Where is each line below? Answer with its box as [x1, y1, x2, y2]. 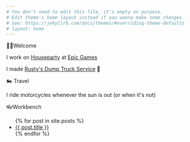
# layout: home [6, 25, 45, 32]
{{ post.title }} [14, 124, 49, 131]
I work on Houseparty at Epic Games [6, 54, 98, 61]
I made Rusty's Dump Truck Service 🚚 [6, 66, 101, 73]
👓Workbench [6, 103, 42, 111]
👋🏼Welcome [6, 42, 37, 49]
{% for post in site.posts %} [14, 117, 84, 125]
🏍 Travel [6, 78, 29, 85]
